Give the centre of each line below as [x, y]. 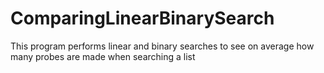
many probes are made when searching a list [103, 56]
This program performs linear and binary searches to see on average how [162, 46]
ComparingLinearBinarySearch [142, 18]
